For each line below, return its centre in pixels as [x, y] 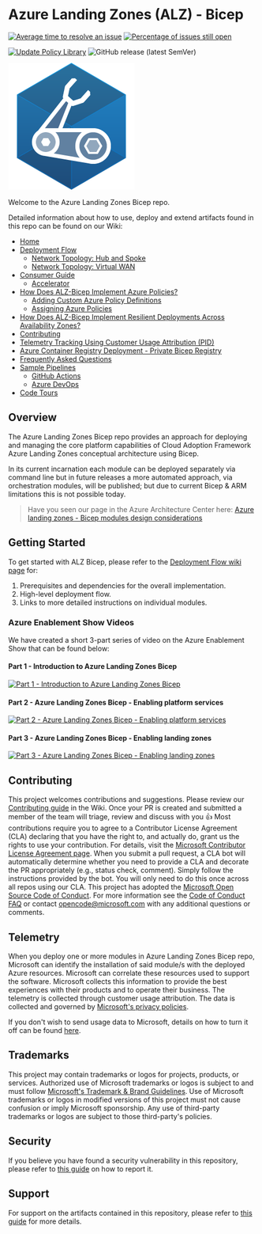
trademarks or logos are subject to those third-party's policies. [110, 1116]
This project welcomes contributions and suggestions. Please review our [126, 799]
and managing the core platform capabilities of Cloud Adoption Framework [129, 445]
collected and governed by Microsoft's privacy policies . [99, 1007]
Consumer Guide [47, 275]
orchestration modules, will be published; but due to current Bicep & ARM [127, 485]
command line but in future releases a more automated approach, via [120, 477]
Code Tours [39, 393]
